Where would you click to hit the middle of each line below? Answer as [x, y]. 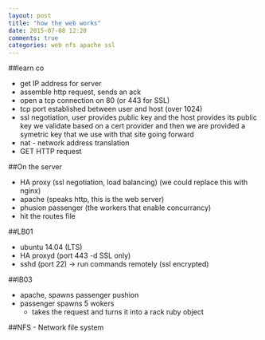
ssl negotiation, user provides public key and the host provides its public [138, 117]
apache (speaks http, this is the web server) [92, 200]
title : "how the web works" [55, 23]
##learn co [26, 68]
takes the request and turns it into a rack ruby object [118, 312]
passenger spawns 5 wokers [67, 303]
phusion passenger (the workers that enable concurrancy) [115, 208]
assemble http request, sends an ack [80, 92]
